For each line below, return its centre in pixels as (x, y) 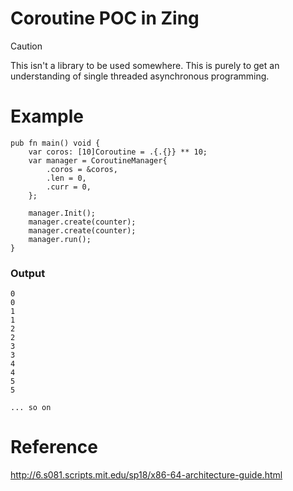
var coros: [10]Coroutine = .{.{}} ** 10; (118, 152)
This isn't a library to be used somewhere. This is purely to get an (145, 65)
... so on (31, 408)
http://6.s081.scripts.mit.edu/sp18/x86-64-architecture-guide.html (146, 475)
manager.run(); (60, 239)
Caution (26, 46)
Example (47, 116)
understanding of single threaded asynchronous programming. (140, 76)
